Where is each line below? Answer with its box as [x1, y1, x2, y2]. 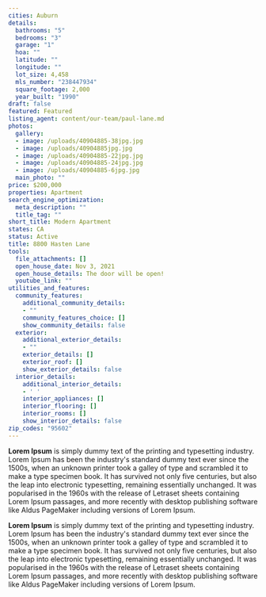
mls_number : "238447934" [15, 78, 97, 86]
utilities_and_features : [8, 285, 90, 293]
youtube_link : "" [15, 277, 73, 285]
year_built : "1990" [15, 93, 80, 101]
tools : [8, 247, 30, 255]
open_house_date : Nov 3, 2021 [15, 262, 115, 270]
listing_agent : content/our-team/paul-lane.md [8, 115, 165, 123]
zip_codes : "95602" [8, 424, 73, 432]
